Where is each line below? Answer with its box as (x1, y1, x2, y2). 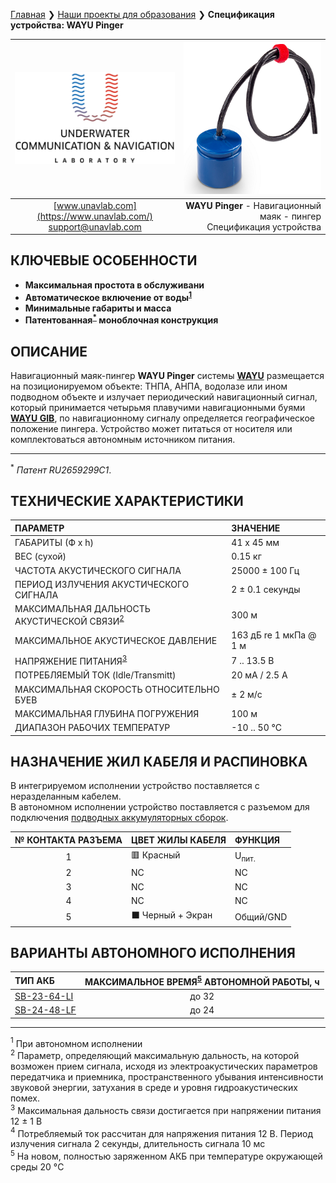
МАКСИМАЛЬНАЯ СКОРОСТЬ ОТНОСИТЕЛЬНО (14, 683, 220, 695)
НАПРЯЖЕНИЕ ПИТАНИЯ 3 (14, 654, 128, 667)
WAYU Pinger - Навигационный (185, 199, 322, 211)
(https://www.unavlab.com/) (36, 210, 154, 222)
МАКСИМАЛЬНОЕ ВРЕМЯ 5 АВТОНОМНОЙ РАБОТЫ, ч (84, 974, 320, 988)
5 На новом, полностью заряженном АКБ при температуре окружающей (10, 1149, 323, 1162)
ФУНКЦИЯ (234, 834, 281, 846)
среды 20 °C (10, 1160, 65, 1173)
